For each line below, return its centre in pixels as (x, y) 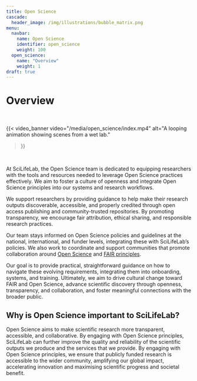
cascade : (17, 17)
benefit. (16, 373)
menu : (13, 28)
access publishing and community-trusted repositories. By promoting (90, 212)
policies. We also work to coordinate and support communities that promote (98, 248)
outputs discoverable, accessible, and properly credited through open (91, 205)
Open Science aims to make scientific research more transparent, (86, 329)
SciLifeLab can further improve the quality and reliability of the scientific (94, 342)
